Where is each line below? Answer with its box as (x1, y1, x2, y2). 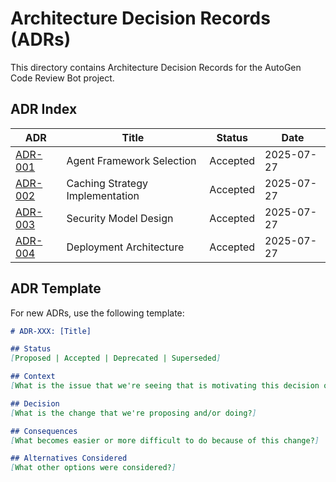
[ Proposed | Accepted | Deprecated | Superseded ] (10, 353, 222, 364)
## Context (10, 372, 56, 382)
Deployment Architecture (66, 240, 185, 254)
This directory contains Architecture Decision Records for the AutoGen (10, 61, 302, 73)
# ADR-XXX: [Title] (10, 326, 92, 336)
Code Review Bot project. (10, 72, 115, 84)
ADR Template (10, 280, 102, 297)
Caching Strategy (66, 176, 148, 190)
